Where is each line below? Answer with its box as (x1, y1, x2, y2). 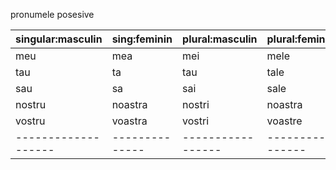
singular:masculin (15, 32, 103, 46)
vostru (15, 114, 46, 128)
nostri (182, 98, 210, 111)
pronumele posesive (10, 9, 95, 20)
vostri (182, 114, 210, 128)
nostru (15, 98, 47, 111)
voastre (266, 114, 303, 128)
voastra (111, 114, 148, 128)
